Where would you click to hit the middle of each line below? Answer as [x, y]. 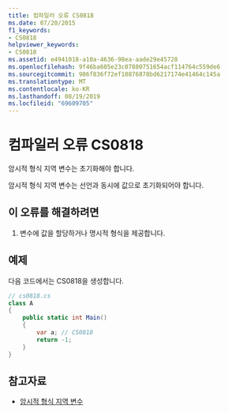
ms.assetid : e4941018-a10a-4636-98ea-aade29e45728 [93, 60]
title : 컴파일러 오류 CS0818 [51, 15]
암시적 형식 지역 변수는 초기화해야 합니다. [71, 169]
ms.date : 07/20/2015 [42, 23]
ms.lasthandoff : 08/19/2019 [54, 96]
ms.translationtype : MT [47, 81]
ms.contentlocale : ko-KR [49, 89]
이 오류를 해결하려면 [54, 213]
